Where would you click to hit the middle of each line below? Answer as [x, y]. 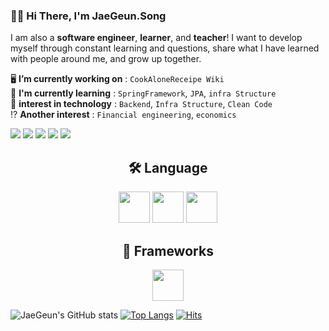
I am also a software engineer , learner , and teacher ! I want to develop [156, 38]
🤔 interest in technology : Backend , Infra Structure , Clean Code [141, 104]
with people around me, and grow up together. [106, 59]
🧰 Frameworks [168, 250]
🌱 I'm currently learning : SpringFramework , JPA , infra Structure [143, 93]
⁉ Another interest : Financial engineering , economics [123, 115]
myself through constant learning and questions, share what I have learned [165, 48]
